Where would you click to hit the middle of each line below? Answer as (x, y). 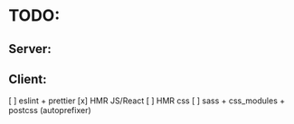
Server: (30, 49)
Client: (28, 79)
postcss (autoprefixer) (50, 111)
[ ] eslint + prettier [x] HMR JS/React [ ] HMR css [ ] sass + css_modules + (147, 101)
